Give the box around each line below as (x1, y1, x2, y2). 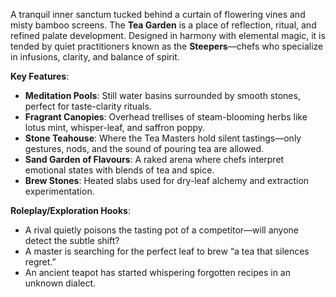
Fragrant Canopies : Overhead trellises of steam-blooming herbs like (24, 111, 308, 123)
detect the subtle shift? (24, 235, 120, 246)
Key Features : (10, 70, 70, 82)
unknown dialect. (24, 277, 97, 289)
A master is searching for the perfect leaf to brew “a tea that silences (24, 245, 310, 257)
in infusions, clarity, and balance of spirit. (10, 51, 180, 63)
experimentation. (24, 185, 95, 197)
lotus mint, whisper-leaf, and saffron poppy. (24, 122, 206, 133)
